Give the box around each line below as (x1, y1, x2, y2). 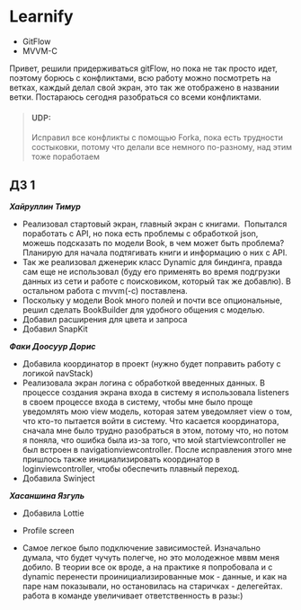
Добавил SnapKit (22, 323, 88, 334)
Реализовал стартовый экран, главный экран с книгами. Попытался (22, 218, 288, 229)
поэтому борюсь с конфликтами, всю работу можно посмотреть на (9, 72, 271, 83)
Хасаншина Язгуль (9, 490, 85, 500)
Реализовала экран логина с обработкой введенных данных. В (22, 377, 265, 388)
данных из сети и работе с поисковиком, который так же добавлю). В (22, 276, 292, 287)
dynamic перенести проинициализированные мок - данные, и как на (22, 570, 288, 581)
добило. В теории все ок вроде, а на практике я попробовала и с (22, 561, 273, 572)
